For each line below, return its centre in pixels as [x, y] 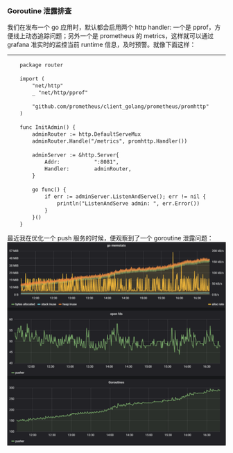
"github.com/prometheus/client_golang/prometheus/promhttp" [121, 107]
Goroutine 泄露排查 [40, 10]
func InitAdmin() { [48, 127]
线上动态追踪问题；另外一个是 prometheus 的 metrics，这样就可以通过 [113, 36]
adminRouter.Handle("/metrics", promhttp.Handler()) [110, 141]
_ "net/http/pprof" [60, 93]
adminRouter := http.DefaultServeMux [86, 134]
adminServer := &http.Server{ [76, 155]
